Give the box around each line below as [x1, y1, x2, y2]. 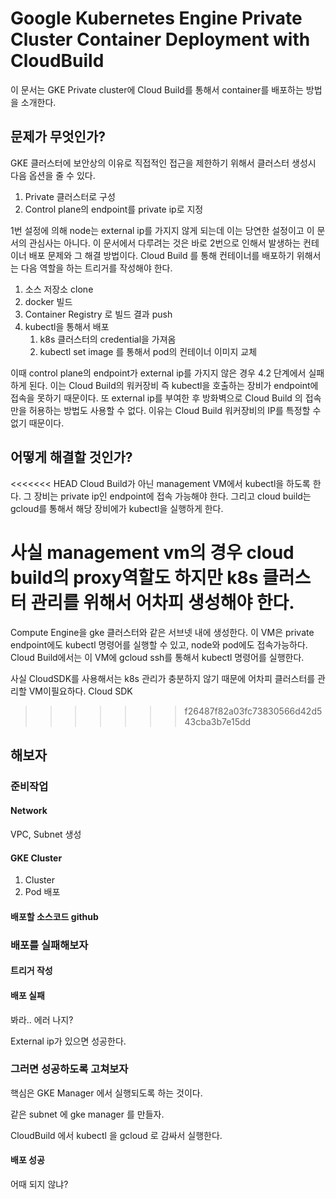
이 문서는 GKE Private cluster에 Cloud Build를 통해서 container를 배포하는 [10, 83, 304, 96]
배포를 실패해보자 [10, 938, 89, 952]
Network [10, 805, 48, 817]
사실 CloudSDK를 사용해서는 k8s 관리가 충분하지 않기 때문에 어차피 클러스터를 [10, 672, 316, 684]
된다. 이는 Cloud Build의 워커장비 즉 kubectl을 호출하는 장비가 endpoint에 [28, 379, 319, 391]
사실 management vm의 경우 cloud [10, 541, 295, 564]
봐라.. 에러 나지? [10, 1013, 74, 1026]
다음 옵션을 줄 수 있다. [10, 169, 96, 181]
